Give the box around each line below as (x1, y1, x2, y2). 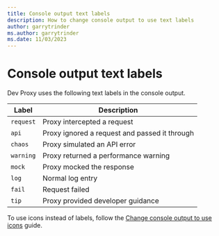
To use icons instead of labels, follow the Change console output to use (7, 214, 212, 222)
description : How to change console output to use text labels (7, 17, 195, 24)
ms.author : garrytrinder (7, 29, 79, 37)
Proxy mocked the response (42, 162, 134, 172)
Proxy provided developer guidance (42, 196, 160, 205)
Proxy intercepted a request (42, 117, 133, 127)
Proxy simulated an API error (42, 140, 136, 149)
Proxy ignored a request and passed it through (42, 128, 195, 138)
